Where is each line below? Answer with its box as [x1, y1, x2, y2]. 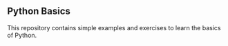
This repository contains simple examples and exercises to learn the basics [7, 23, 221, 32]
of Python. [7, 31, 37, 39]
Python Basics [7, 5, 71, 17]
